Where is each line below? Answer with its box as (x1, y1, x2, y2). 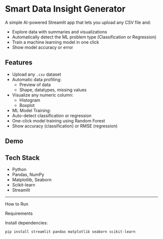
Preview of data (19, 82, 51, 87)
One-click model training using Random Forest (12, 118, 105, 123)
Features (5, 58, 33, 67)
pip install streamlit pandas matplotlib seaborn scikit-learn (5, 229, 136, 234)
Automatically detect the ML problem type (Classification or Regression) (12, 34, 157, 40)
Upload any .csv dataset (12, 71, 62, 77)
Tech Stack (5, 154, 40, 162)
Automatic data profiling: (12, 76, 62, 82)
